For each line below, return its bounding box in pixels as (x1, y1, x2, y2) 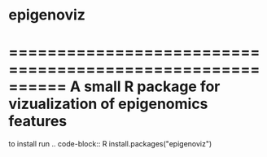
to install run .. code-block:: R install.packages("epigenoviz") (8, 139, 212, 149)
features (8, 112, 68, 131)
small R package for (84, 77, 221, 96)
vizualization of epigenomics (8, 95, 208, 113)
